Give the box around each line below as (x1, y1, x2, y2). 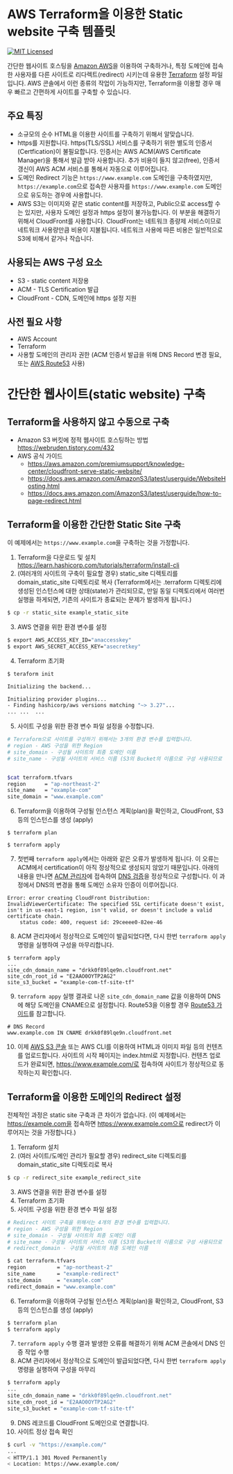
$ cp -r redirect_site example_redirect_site (7, 1174, 141, 1181)
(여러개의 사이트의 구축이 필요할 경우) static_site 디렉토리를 (17, 569, 178, 578)
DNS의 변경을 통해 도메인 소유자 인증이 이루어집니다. (35, 881, 179, 889)
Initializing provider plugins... (7, 695, 107, 703)
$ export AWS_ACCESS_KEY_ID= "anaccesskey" (7, 637, 132, 644)
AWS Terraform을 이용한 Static (7, 6, 184, 22)
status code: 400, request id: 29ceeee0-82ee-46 (19, 919, 163, 926)
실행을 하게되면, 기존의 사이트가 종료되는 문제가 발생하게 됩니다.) (17, 596, 192, 604)
